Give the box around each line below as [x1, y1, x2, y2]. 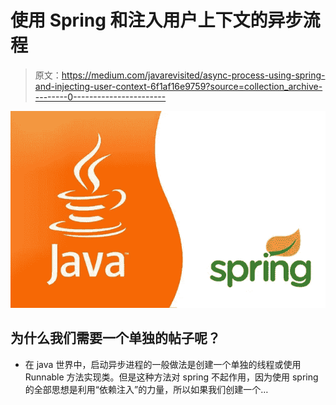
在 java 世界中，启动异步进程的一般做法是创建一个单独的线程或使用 [24, 358, 302, 370]
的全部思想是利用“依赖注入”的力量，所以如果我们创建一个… [24, 383, 269, 395]
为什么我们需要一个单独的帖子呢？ [10, 330, 221, 347]
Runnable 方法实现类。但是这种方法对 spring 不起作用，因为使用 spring [24, 371, 319, 383]
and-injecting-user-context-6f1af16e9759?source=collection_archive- [34, 80, 323, 92]
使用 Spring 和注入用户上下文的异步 [10, 9, 303, 32]
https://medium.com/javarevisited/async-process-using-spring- [61, 69, 326, 81]
